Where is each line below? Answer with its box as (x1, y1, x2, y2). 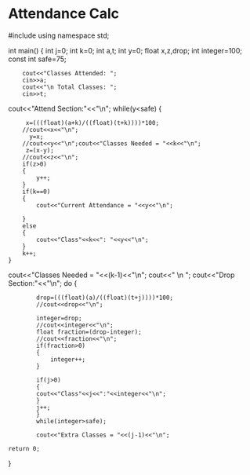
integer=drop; (36, 314, 82, 322)
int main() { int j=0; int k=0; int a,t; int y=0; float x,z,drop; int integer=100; (8, 46, 243, 55)
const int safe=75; (8, 54, 67, 64)
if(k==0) (22, 188, 51, 195)
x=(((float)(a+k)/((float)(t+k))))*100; (25, 119, 159, 126)
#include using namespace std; (8, 31, 110, 40)
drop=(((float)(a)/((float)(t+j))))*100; (36, 294, 174, 301)
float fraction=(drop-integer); (36, 327, 143, 336)
